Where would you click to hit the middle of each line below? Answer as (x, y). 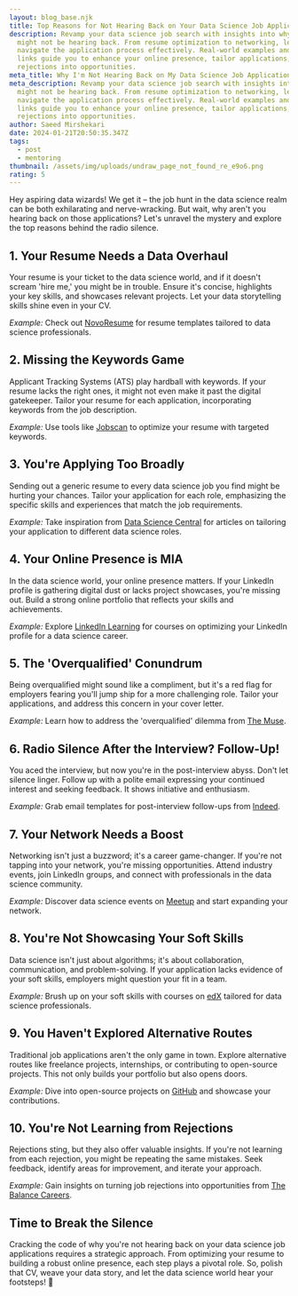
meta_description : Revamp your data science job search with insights (142, 83)
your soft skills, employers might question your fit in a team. (118, 979)
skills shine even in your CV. (60, 306)
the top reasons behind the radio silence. (84, 228)
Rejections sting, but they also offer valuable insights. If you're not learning (146, 1149)
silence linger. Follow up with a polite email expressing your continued (137, 780)
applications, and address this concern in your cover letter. (117, 704)
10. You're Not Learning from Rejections (121, 1128)
